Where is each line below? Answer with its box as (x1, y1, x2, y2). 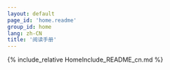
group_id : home (7, 23, 52, 30)
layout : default (7, 10, 55, 17)
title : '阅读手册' (7, 36, 58, 43)
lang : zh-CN (7, 29, 42, 37)
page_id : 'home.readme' (7, 17, 77, 24)
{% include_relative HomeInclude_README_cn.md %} (7, 55, 164, 64)
